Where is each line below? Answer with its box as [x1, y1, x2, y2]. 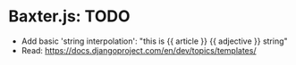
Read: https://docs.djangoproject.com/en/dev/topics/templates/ [21, 45, 257, 55]
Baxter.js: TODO [8, 6, 131, 27]
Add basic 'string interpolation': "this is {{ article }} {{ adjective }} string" [21, 36, 288, 46]
